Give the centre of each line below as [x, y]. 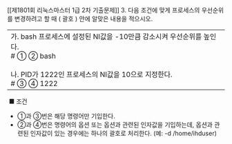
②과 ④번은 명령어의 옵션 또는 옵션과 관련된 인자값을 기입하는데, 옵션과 [115, 125]
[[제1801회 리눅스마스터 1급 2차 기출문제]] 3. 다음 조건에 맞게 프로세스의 [104, 10]
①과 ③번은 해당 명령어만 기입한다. [66, 116]
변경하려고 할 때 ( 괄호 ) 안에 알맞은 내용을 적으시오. [84, 19]
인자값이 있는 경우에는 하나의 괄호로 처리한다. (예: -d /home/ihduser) [124, 133]
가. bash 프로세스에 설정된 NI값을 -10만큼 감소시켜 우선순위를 [106, 37]
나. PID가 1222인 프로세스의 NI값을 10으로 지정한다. [91, 74]
